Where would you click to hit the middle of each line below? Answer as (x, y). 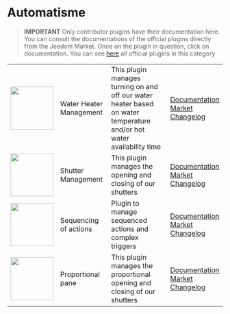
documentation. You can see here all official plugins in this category (119, 53)
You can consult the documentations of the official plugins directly (117, 38)
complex (125, 237)
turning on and (135, 86)
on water (125, 112)
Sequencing (80, 220)
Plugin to (125, 203)
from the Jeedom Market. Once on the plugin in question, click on (116, 46)
